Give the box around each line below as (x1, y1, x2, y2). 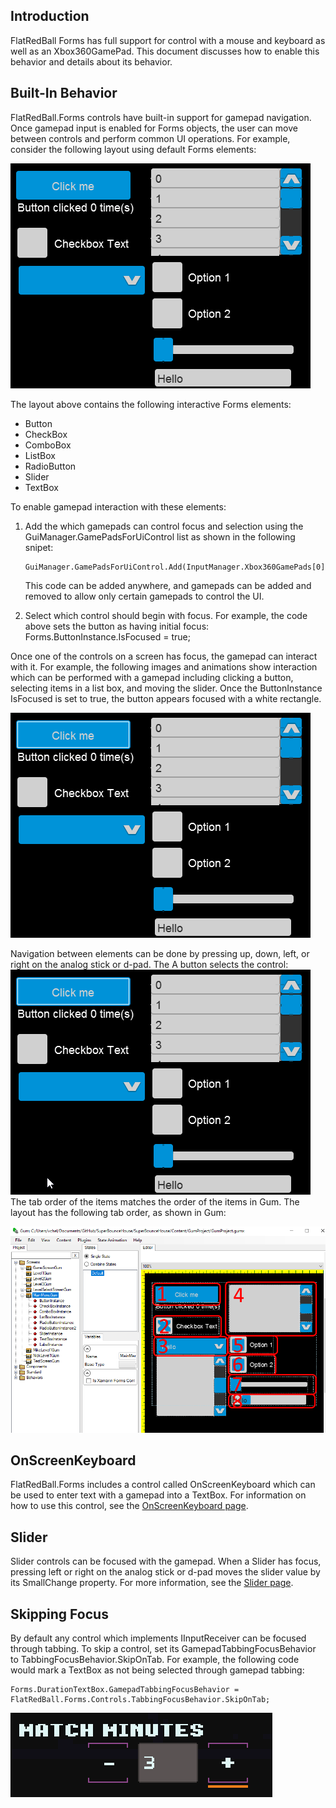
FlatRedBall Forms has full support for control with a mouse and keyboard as (10, 34, 326, 46)
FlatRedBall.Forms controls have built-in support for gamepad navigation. (10, 111, 312, 123)
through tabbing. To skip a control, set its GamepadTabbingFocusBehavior (10, 1643, 317, 1655)
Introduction (10, 8, 90, 25)
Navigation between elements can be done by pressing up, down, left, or (10, 947, 310, 959)
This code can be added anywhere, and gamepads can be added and (24, 579, 312, 591)
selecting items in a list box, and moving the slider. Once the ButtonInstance (10, 682, 323, 694)
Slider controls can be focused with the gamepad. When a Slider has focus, (10, 1555, 322, 1568)
